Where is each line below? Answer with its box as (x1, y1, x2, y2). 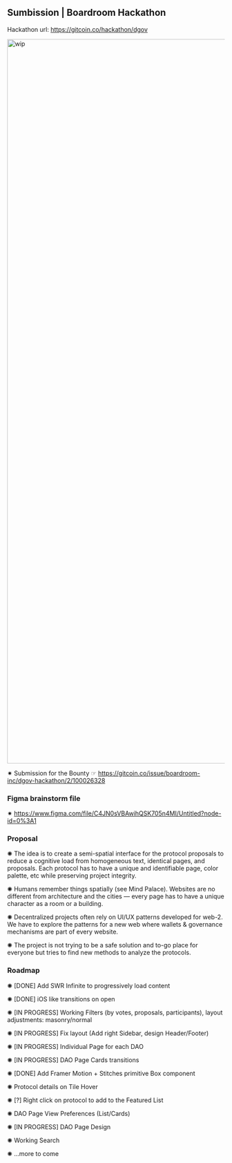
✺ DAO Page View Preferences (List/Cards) (7, 1109, 130, 1117)
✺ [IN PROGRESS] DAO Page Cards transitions (7, 1055, 139, 1064)
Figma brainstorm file (7, 793, 81, 803)
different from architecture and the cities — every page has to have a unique (7, 892, 224, 900)
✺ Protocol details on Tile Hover (7, 1082, 99, 1090)
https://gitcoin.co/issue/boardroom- (97, 768, 200, 777)
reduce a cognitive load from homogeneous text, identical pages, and (7, 857, 205, 865)
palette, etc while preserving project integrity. (7, 871, 137, 880)
